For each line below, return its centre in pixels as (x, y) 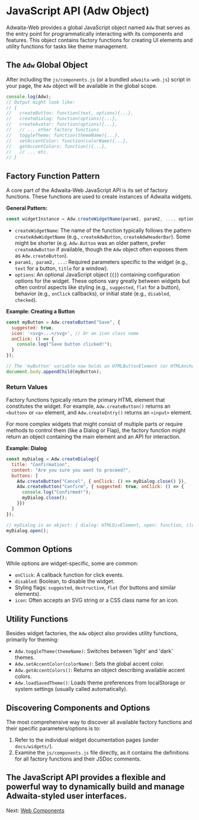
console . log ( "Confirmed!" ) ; (57, 492)
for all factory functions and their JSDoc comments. (78, 759)
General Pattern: (27, 208)
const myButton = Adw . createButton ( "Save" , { (63, 322)
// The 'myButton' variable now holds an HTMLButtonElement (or (87, 366)
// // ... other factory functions (53, 130)
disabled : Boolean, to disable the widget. (65, 582)
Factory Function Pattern (53, 176)
